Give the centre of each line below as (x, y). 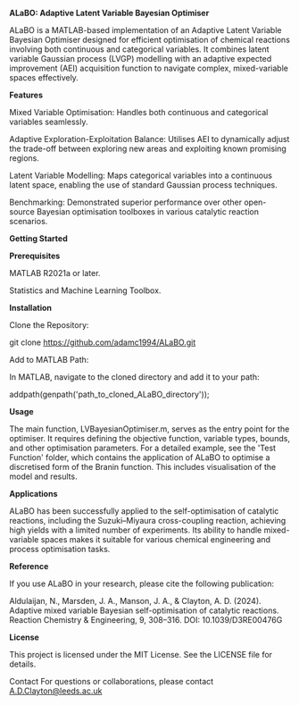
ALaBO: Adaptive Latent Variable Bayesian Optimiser (109, 13)
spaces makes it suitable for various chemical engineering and (155, 539)
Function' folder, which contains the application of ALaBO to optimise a (140, 457)
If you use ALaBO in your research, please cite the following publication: (142, 583)
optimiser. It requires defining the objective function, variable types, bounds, (149, 438)
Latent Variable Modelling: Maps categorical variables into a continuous (141, 175)
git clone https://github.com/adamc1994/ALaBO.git (103, 342)
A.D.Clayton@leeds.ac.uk (56, 691)
